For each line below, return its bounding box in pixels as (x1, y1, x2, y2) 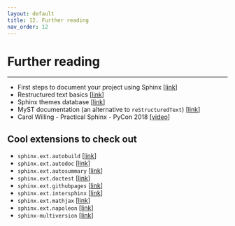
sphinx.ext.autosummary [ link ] (17, 167, 104, 175)
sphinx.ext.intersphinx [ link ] (17, 189, 104, 197)
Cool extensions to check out (7, 133, 138, 145)
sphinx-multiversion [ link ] (17, 211, 94, 220)
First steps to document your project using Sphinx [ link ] (17, 83, 178, 92)
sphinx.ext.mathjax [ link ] (17, 197, 91, 205)
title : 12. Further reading (7, 17, 90, 24)
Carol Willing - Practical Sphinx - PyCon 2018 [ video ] (17, 113, 170, 121)
